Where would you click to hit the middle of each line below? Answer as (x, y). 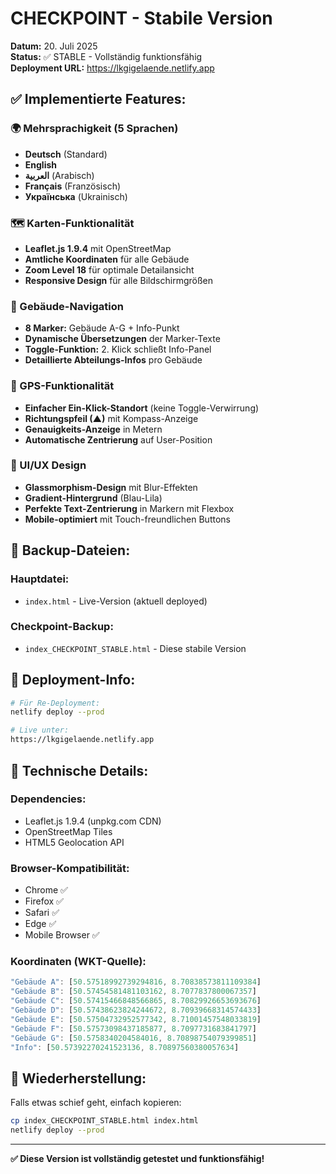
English (41, 164)
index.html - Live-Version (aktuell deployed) (116, 601)
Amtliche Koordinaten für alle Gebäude (107, 259)
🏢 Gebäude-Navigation (67, 306)
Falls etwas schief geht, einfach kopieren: (96, 1103)
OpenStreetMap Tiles (68, 831)
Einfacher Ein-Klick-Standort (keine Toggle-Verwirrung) (142, 408)
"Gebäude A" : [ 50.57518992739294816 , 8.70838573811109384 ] (136, 982)
